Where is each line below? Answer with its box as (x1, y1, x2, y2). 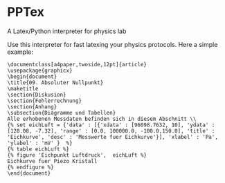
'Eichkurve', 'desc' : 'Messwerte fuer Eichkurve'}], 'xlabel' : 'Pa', (7, 133, 218, 140)
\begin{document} (7, 73, 57, 80)
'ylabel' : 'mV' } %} (7, 139, 73, 146)
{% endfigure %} (7, 164, 54, 171)
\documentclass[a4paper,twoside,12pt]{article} (7, 61, 147, 68)
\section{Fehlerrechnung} (7, 97, 82, 104)
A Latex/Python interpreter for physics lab (7, 27, 127, 35)
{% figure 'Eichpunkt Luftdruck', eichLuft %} (7, 151, 147, 159)
